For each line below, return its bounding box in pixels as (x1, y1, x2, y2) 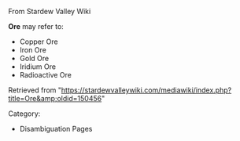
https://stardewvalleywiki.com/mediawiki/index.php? (61, 85, 232, 95)
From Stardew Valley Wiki (8, 7, 91, 16)
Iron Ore (19, 45, 47, 54)
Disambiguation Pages (19, 125, 93, 133)
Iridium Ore (19, 62, 57, 71)
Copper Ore (19, 37, 58, 46)
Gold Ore (19, 54, 50, 63)
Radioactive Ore (19, 70, 72, 79)
